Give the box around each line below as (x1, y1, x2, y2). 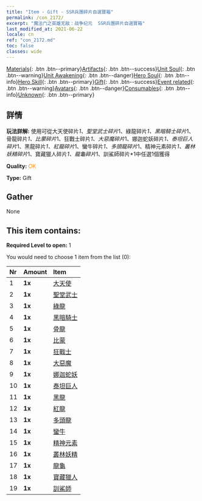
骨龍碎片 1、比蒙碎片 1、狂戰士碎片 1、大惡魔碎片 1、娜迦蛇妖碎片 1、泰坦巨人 (6, 135, 193, 142)
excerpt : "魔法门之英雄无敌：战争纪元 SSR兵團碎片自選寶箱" (6, 20, 145, 26)
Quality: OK (6, 162, 37, 170)
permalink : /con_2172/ (6, 15, 64, 21)
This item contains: (6, 226, 81, 236)
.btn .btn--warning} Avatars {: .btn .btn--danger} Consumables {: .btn (6, 85, 175, 92)
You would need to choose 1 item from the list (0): (6, 254, 131, 261)
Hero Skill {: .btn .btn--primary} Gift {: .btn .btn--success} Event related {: (18, 78, 195, 85)
